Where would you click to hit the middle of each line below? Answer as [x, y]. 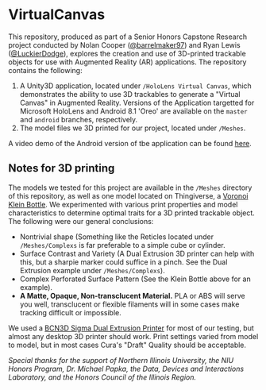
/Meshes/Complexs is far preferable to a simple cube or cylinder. [123, 245]
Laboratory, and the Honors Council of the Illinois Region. [102, 377]
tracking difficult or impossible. [70, 312]
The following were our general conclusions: [81, 221]
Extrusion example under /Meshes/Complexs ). [92, 270]
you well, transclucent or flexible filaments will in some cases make [129, 304]
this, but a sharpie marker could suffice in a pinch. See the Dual [123, 262]
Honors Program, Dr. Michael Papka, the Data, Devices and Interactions [126, 369]
